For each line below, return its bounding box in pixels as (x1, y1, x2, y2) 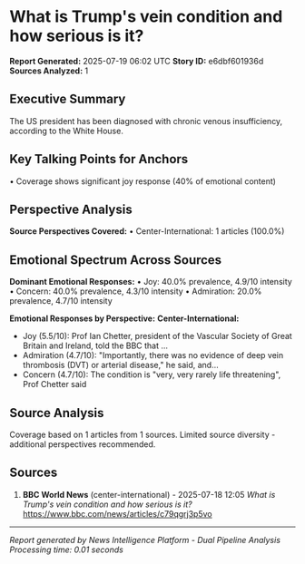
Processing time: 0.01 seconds (9, 544, 124, 555)
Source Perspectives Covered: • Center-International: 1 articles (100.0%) (9, 226, 285, 237)
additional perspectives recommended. (9, 439, 156, 450)
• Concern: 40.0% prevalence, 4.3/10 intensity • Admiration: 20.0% (9, 286, 262, 297)
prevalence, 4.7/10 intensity (9, 296, 113, 306)
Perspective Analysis (9, 201, 133, 217)
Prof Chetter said (22, 379, 87, 390)
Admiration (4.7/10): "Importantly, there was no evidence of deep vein (22, 350, 284, 361)
